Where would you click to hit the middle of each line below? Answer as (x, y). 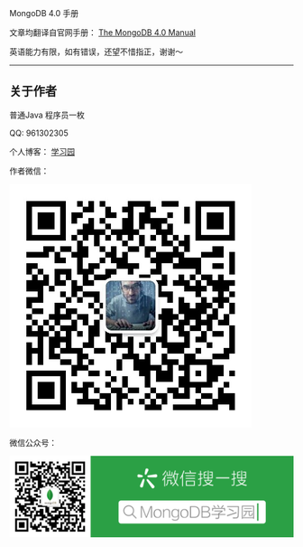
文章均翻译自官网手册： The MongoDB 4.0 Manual (103, 33)
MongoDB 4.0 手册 (44, 13)
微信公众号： (33, 442)
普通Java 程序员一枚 (47, 115)
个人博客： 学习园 (42, 151)
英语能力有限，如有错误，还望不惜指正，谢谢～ (96, 52)
